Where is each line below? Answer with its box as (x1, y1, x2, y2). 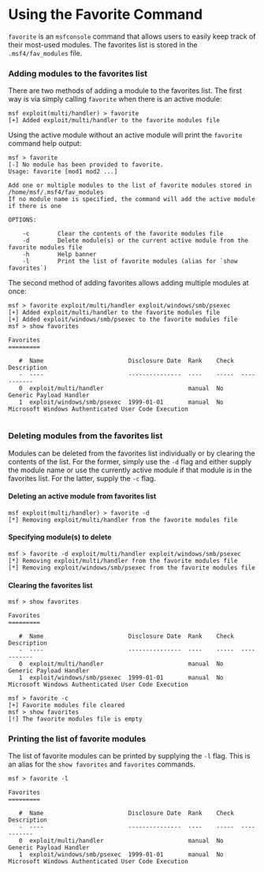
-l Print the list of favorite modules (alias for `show (22, 258, 238, 266)
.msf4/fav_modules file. (8, 48, 83, 58)
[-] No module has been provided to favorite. (8, 161, 164, 169)
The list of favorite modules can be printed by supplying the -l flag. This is (8, 751, 251, 761)
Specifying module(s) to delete (8, 532, 112, 542)
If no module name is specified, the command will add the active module (8, 196, 256, 203)
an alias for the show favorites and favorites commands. (8, 759, 195, 770)
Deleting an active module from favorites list (8, 491, 157, 501)
